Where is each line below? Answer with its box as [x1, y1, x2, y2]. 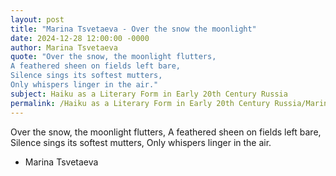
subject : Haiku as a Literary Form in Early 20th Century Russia [10, 89, 288, 99]
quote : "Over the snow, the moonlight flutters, [10, 52, 217, 62]
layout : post [10, 14, 65, 25]
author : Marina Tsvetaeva [10, 42, 118, 53]
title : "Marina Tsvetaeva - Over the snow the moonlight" [10, 24, 257, 34]
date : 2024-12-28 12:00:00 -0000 [10, 33, 150, 43]
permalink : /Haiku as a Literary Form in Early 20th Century [10, 98, 271, 108]
